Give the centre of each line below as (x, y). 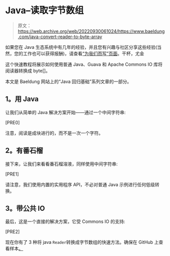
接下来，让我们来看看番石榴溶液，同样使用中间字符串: (62, 164)
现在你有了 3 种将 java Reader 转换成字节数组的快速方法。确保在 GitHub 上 (82, 242)
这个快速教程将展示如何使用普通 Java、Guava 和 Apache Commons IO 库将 (84, 64)
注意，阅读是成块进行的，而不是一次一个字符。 (54, 133)
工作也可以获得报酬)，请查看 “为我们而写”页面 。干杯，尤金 (83, 53)
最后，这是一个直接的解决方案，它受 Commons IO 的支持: (65, 221)
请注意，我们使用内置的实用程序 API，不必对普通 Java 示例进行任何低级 (80, 184)
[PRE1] (12, 174)
